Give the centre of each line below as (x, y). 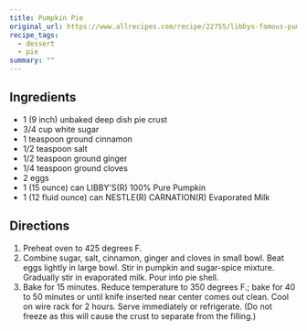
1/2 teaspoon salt (55, 148)
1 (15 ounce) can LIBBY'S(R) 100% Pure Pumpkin (114, 187)
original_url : (37, 27)
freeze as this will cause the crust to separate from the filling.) (139, 315)
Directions (40, 226)
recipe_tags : (34, 35)
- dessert (36, 43)
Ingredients (43, 97)
